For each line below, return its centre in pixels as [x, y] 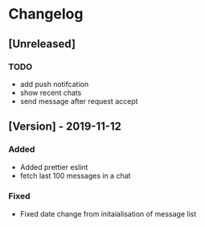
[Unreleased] [42, 44]
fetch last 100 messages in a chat [75, 175]
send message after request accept [79, 101]
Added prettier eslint [54, 167]
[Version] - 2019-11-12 [65, 127]
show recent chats [51, 93]
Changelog [46, 14]
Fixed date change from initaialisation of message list [108, 213]
